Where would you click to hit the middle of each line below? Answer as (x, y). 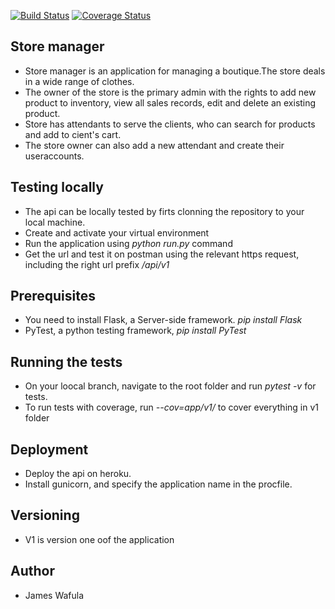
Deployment (49, 449)
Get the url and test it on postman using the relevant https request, (162, 254)
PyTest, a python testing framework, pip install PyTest (135, 331)
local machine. (55, 222)
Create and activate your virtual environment (117, 232)
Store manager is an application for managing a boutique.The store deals (175, 71)
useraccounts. (54, 156)
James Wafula (54, 595)
